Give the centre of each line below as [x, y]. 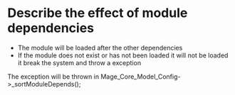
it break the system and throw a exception [79, 62]
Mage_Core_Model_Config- [141, 77]
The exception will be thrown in [53, 77]
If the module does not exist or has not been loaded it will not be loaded [123, 55]
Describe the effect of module [98, 13]
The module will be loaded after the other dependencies [100, 47]
